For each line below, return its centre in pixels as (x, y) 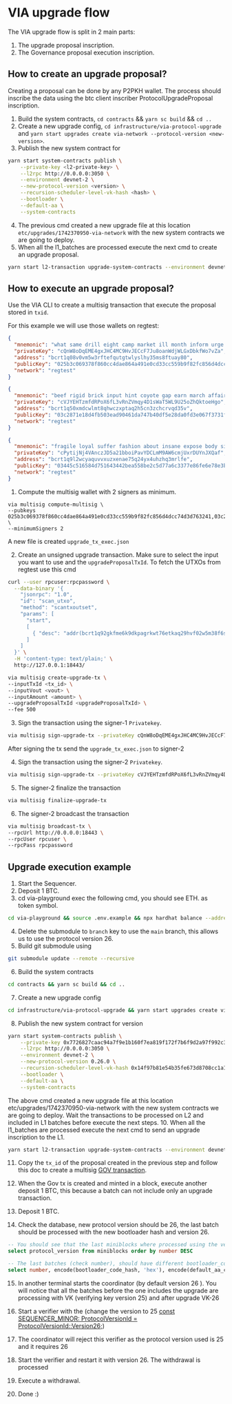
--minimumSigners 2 (36, 529)
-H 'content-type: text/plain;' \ (63, 659)
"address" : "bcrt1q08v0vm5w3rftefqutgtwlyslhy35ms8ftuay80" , (104, 357)
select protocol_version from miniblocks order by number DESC (101, 1251)
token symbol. (38, 906)
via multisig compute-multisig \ (56, 505)
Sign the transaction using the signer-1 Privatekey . (89, 723)
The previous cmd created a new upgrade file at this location (104, 225)
